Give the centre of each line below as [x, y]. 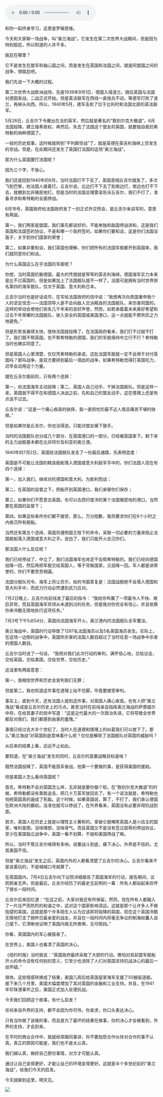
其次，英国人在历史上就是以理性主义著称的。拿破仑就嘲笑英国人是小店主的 [79, 822]
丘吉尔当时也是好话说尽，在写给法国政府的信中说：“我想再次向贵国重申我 [78, 297]
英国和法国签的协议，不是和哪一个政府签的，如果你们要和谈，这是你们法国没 [81, 231]
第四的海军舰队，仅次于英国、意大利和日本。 [54, 287]
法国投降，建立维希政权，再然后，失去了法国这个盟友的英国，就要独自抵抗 [79, 127]
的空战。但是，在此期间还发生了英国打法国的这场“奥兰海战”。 [66, 149]
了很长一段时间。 [22, 889]
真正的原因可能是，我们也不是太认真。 [52, 1043]
